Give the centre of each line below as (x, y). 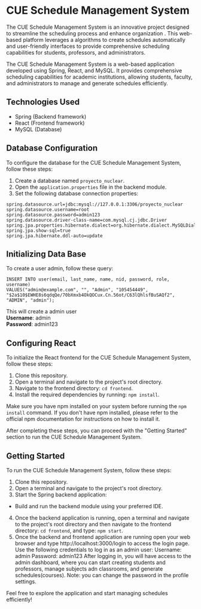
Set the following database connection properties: (77, 193)
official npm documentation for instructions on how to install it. (83, 419)
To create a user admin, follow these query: (60, 269)
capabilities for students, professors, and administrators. (76, 52)
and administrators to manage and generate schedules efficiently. (87, 83)
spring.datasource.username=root (48, 209)
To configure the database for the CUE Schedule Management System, (94, 162)
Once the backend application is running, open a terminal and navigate (102, 518)
